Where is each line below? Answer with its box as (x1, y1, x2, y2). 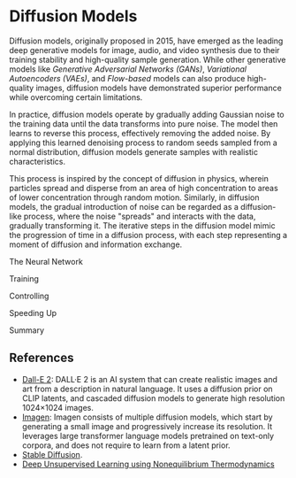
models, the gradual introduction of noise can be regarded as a (9, 201, 239, 212)
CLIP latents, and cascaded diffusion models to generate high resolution (21, 392, 285, 404)
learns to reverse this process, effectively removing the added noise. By (9, 127, 271, 138)
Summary (9, 325, 45, 335)
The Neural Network (9, 256, 84, 266)
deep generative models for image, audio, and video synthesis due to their (9, 44, 280, 55)
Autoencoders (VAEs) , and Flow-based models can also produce (9, 73, 246, 83)
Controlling (9, 290, 49, 301)
